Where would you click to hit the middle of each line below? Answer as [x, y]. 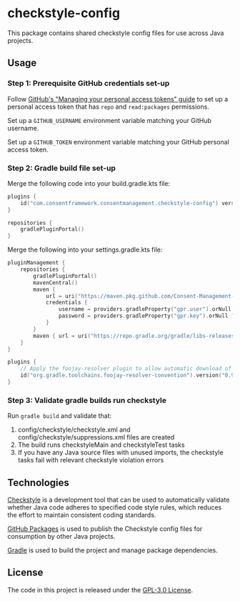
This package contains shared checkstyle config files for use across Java [116, 33]
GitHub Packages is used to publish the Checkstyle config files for [105, 529]
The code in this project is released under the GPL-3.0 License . [100, 590]
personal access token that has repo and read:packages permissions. [108, 106]
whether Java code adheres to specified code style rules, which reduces [115, 507]
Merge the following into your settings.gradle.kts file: [85, 250]
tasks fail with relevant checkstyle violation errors [91, 460]
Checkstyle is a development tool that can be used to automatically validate [119, 500]
